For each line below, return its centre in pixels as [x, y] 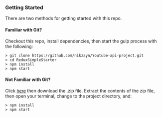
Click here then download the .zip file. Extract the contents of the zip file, [80, 90]
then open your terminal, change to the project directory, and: [69, 96]
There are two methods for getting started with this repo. [64, 18]
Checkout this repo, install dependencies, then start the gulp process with [81, 41]
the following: [19, 46]
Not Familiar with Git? [28, 79]
